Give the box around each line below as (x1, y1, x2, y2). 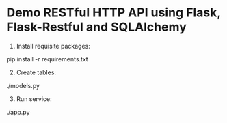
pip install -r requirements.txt (6, 55, 88, 63)
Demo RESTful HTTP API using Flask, (6, 5, 222, 20)
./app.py (6, 108, 30, 116)
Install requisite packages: (16, 42, 90, 50)
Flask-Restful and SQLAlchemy (6, 19, 187, 35)
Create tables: (16, 68, 56, 77)
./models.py (6, 81, 40, 90)
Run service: (16, 94, 52, 103)
